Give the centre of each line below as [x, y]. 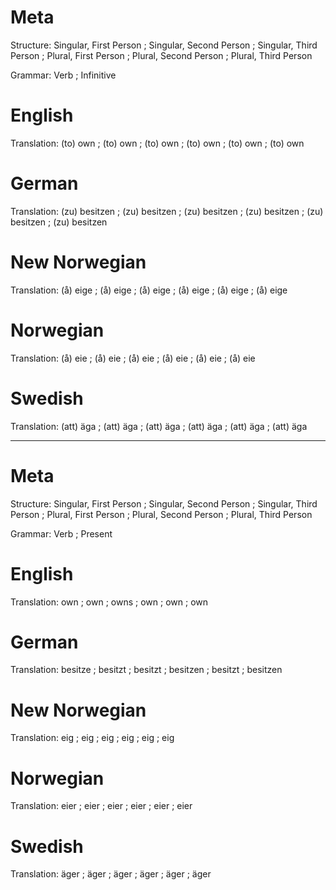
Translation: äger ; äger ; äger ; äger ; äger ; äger [111, 874]
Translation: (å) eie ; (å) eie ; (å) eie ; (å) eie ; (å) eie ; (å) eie [133, 358]
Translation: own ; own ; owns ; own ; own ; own [109, 602]
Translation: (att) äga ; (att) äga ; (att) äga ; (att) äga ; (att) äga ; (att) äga [159, 426]
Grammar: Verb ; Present [61, 533]
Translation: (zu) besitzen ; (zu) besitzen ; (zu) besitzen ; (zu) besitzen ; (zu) [167, 211]
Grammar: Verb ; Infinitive [63, 75]
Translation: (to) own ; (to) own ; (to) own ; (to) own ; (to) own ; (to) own [157, 143]
